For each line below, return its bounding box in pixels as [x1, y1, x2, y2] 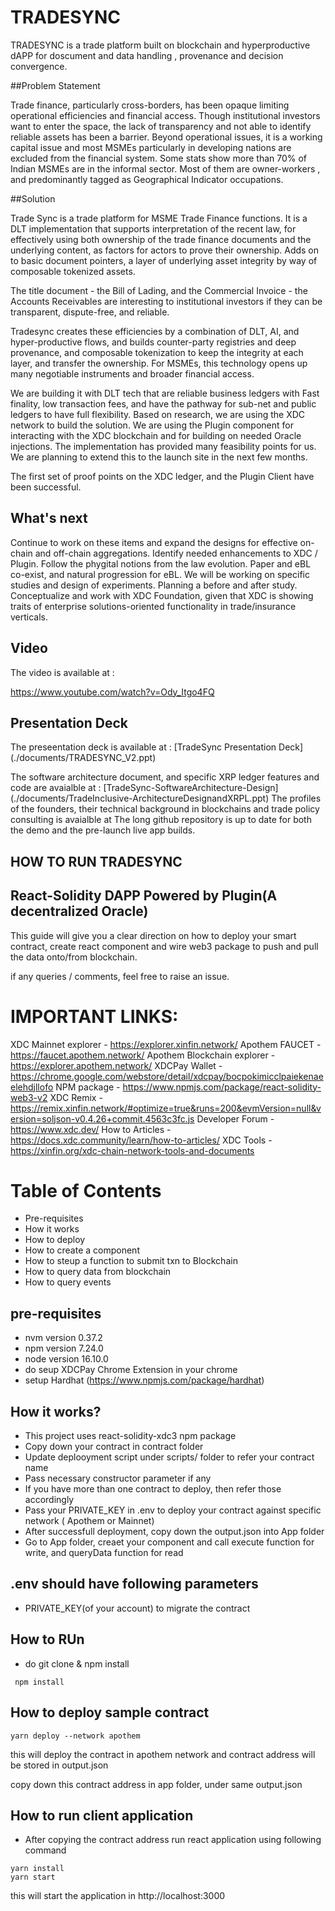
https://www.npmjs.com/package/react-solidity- [122, 1081, 322, 1093]
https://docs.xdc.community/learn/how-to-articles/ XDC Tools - [10, 1134, 273, 1146]
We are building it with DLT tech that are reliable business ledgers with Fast [10, 387, 320, 399]
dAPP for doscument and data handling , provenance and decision [10, 49, 284, 61]
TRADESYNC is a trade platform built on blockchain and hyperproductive [10, 39, 311, 51]
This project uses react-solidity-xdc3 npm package [24, 1430, 237, 1442]
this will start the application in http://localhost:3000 [10, 1890, 226, 1902]
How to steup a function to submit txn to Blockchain [24, 1255, 238, 1267]
